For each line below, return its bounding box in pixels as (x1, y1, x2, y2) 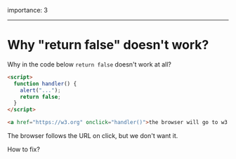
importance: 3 (7, 6, 48, 14)
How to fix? (7, 145, 41, 153)
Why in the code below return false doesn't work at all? (7, 60, 172, 69)
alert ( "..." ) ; (20, 87, 61, 94)
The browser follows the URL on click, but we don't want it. (7, 132, 178, 140)
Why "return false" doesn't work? (7, 37, 209, 53)
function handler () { (13, 80, 77, 87)
